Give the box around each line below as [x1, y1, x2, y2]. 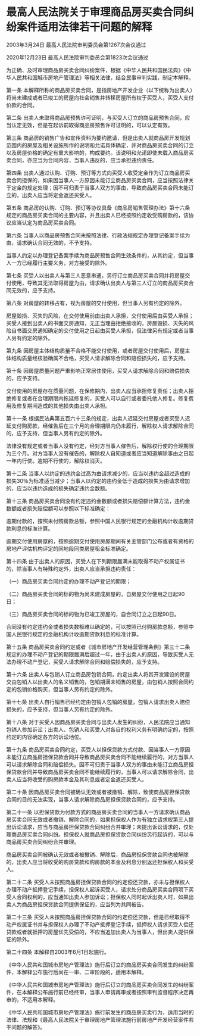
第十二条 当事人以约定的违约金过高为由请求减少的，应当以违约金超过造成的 [6, 470, 190, 477]
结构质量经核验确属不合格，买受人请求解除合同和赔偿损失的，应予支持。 [11, 354, 189, 361]
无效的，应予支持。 [11, 286, 58, 294]
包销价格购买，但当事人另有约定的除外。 [16, 685, 116, 692]
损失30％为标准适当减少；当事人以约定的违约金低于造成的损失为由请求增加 [6, 477, 190, 484]
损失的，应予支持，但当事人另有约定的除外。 [6, 706, 116, 713]
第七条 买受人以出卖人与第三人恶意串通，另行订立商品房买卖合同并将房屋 [6, 272, 185, 279]
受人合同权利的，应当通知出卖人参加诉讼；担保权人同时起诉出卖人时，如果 [6, 893, 189, 900]
